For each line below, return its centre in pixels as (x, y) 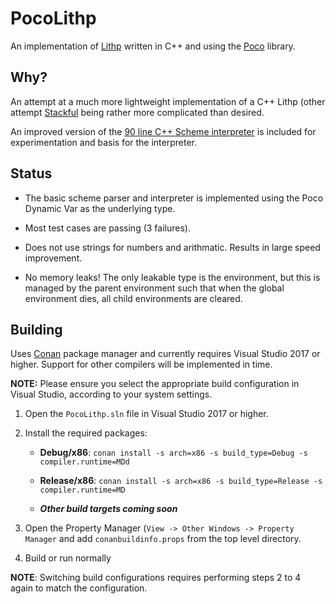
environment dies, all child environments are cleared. (133, 298)
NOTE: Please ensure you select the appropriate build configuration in (155, 384)
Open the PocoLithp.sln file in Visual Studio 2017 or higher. (146, 414)
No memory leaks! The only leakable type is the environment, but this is (172, 277)
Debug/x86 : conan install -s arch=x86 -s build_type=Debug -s (173, 453)
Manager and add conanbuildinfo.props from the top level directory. (163, 539)
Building (36, 329)
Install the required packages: (86, 433)
